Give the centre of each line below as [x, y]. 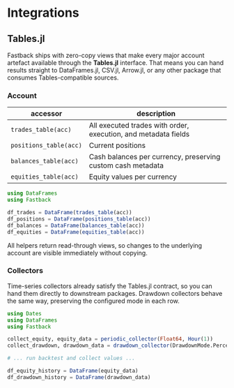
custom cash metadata [126, 165]
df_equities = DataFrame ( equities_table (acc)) [76, 232]
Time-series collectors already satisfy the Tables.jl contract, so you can [110, 286]
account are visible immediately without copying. [77, 253]
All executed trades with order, [139, 126]
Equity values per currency [133, 177]
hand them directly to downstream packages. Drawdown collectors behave [115, 293]
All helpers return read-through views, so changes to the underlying [105, 245]
